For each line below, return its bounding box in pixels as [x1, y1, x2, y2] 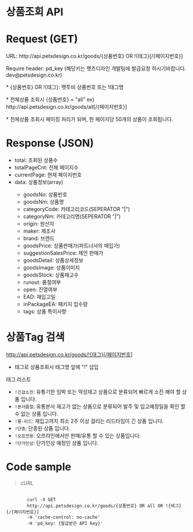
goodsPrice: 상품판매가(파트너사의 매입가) [23, 242, 121, 249]
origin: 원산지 [23, 220, 54, 227]
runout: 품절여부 [23, 279, 61, 286]
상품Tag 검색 [6, 331, 65, 344]
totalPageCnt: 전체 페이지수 [14, 164, 79, 171]
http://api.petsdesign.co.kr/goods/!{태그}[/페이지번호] [6, 351, 133, 358]
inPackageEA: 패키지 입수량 [23, 300, 88, 308]
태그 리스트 [6, 376, 31, 383]
